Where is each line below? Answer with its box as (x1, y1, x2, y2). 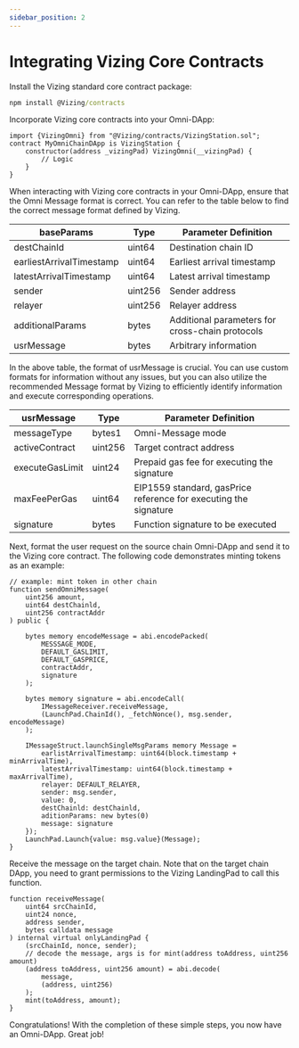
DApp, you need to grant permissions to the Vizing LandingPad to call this (9, 868, 280, 879)
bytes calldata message (25, 926, 114, 935)
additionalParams (13, 319, 87, 332)
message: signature (41, 820, 114, 829)
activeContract (13, 441, 76, 454)
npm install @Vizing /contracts (9, 98, 125, 107)
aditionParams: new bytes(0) (41, 812, 149, 821)
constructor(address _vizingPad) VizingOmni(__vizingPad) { (25, 147, 253, 156)
